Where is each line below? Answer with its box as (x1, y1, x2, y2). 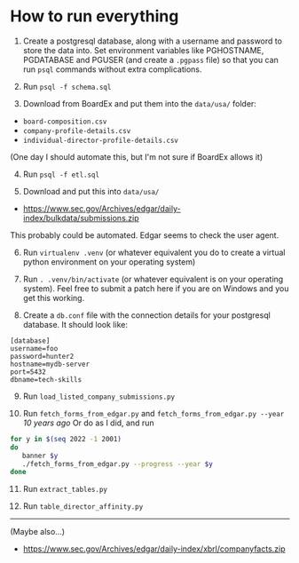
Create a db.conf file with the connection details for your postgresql (22, 309, 271, 321)
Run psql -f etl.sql (22, 169, 100, 179)
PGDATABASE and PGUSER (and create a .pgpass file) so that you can (22, 54, 279, 65)
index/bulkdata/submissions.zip (22, 212, 140, 223)
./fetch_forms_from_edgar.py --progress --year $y (21, 459, 214, 468)
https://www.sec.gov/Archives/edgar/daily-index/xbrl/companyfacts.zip (22, 543, 287, 554)
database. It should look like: (22, 319, 128, 329)
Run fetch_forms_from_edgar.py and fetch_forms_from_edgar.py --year (22, 408, 285, 418)
